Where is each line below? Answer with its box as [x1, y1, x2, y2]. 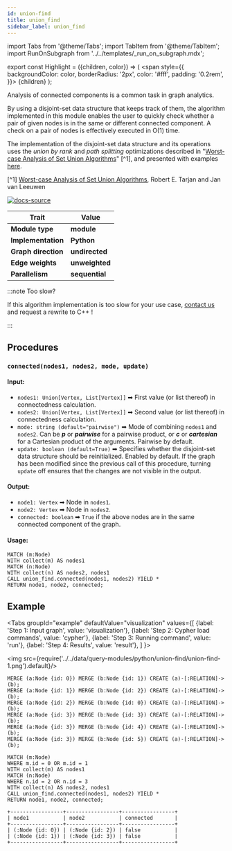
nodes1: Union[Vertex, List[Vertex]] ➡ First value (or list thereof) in [17, 393, 215, 401]
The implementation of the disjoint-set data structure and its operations [7, 140, 211, 148]
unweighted [70, 258, 111, 267]
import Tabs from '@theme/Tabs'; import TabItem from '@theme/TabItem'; [7, 42, 220, 51]
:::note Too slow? [7, 287, 56, 295]
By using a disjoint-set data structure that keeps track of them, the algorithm [7, 105, 225, 113]
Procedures [7, 341, 59, 353]
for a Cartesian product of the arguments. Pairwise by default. [17, 437, 195, 446]
